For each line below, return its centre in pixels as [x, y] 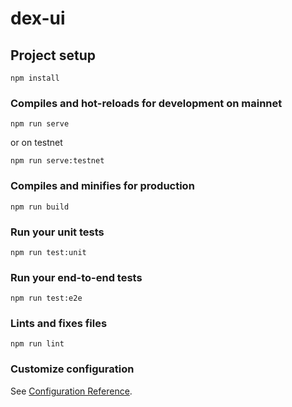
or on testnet [36, 143]
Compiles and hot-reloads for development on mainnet [146, 103]
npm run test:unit [48, 252]
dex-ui [38, 18]
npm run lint [37, 344]
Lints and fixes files [59, 324]
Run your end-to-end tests [76, 277]
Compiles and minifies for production [102, 186]
